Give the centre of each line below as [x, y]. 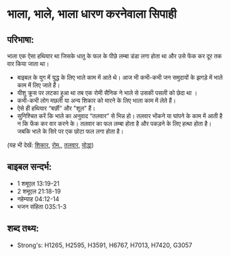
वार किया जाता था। [28, 64]
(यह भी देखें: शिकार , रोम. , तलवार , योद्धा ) [51, 145]
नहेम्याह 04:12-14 [38, 199]
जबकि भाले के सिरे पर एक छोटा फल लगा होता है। [70, 131]
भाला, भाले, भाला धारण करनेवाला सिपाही [92, 14]
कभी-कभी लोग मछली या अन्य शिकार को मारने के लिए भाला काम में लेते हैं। [97, 101]
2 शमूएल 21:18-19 [39, 191]
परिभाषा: [21, 39]
